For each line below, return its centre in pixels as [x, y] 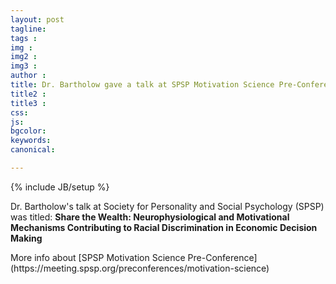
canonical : [33, 150]
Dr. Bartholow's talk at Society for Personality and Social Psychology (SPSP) [167, 206]
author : [28, 76]
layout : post [37, 19]
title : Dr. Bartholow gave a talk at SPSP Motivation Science [142, 85]
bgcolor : [28, 131]
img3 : [24, 66]
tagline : [28, 29]
